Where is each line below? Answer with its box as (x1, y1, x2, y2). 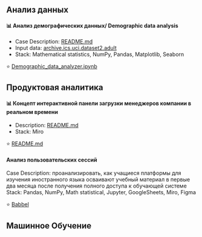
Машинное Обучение (6, 220, 92, 231)
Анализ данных (6, 5, 68, 15)
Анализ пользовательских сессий (6, 156, 97, 163)
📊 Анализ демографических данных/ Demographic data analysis (6, 22, 178, 29)
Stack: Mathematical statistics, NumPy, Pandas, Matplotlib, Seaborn (15, 51, 184, 58)
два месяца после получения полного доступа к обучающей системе (6, 182, 187, 189)
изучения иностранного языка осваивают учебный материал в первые (6, 176, 191, 183)
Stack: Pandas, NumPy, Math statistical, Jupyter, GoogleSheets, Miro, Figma (6, 189, 197, 196)
